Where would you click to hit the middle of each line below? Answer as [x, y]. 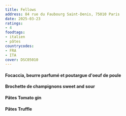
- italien [15, 37]
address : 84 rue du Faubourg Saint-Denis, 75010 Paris [63, 14]
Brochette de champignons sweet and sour [50, 87]
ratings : [14, 23]
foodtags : [15, 32]
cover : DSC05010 [22, 60]
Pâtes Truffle [19, 109]
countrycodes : [20, 46]
